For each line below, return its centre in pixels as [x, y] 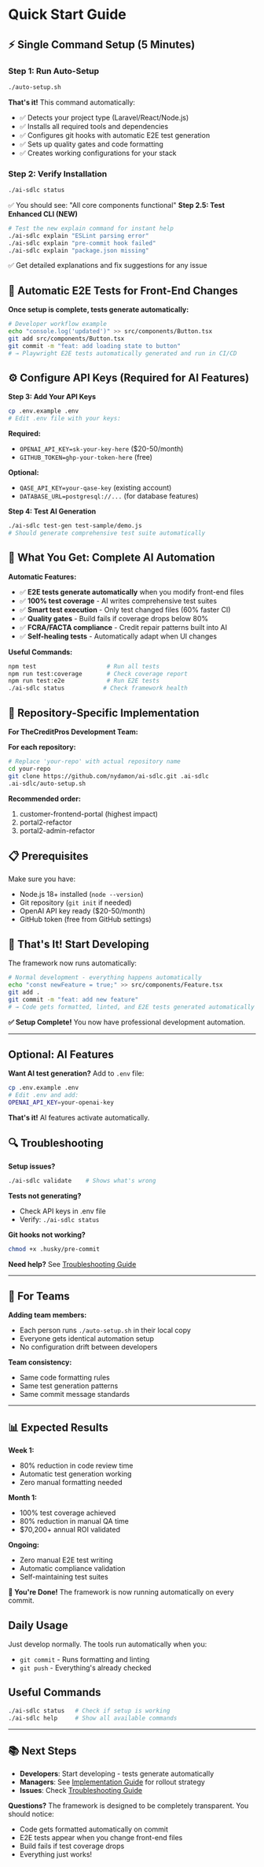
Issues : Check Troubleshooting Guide [81, 1791]
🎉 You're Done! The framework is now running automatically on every [121, 1592]
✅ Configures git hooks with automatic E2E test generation [115, 135]
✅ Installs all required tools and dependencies [94, 126]
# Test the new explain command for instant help [91, 228]
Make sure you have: [42, 879]
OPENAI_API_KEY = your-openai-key [61, 1103]
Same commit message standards [75, 1395]
